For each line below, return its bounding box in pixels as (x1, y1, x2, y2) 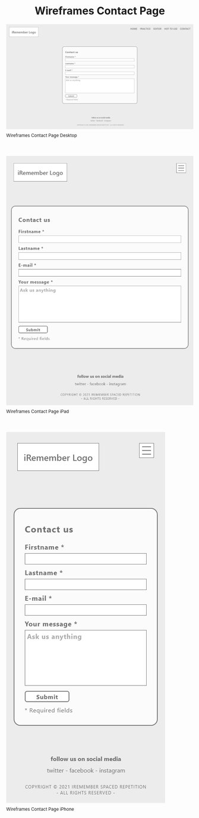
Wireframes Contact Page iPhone (6, 806, 74, 812)
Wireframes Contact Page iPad (6, 408, 70, 415)
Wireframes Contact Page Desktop (6, 132, 77, 139)
